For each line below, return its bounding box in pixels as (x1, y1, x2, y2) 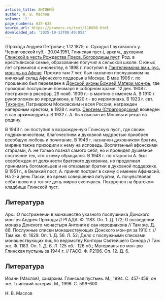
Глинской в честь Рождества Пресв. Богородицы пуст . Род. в (5, 54, 135, 60)
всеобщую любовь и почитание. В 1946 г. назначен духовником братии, (5, 137, 157, 143)
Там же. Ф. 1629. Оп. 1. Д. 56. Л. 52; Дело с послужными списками (5, 232, 146, 238)
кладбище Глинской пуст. (5, 184, 59, 190)
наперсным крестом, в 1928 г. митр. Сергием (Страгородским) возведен (5, 106, 160, 112)
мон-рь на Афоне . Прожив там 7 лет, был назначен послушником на (5, 70, 150, 75)
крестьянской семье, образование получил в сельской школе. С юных (5, 60, 155, 65)
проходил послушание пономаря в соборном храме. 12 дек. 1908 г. (5, 86, 148, 91)
